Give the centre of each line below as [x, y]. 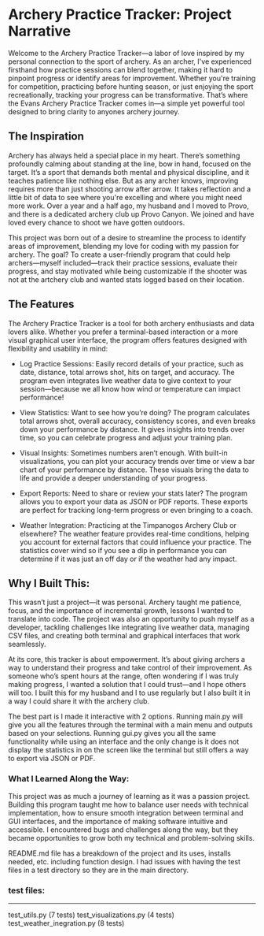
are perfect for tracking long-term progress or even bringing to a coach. [136, 510]
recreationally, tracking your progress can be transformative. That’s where [128, 95]
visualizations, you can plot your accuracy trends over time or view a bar [137, 461]
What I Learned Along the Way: [69, 779]
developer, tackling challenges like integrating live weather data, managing [129, 627]
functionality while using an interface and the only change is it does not [124, 741]
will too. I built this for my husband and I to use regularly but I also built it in [129, 693]
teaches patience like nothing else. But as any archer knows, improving [123, 180]
